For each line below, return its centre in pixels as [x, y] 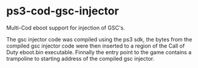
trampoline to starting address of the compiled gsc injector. [80, 58]
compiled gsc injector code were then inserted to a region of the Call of [96, 46]
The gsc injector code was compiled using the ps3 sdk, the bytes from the [99, 39]
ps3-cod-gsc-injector [63, 11]
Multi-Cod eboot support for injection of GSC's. [66, 28]
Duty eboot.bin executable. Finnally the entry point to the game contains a [99, 52]
